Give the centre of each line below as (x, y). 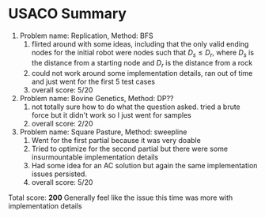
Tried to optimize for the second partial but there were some (129, 148)
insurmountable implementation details (95, 157)
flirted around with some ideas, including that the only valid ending (140, 43)
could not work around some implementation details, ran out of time (142, 73)
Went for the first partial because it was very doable (116, 140)
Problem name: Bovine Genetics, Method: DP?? (97, 98)
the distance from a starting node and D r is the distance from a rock (142, 64)
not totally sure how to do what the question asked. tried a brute (136, 107)
